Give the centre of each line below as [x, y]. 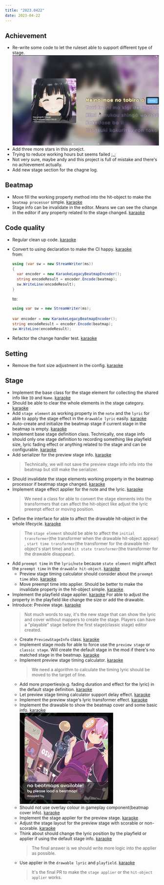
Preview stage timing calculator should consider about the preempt [86, 574]
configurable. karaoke [34, 450]
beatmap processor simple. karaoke [47, 202]
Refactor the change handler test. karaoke [54, 338]
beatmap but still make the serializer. [61, 469]
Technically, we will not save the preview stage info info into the [88, 464]
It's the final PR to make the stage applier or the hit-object [92, 872]
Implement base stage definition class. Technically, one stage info [78, 434]
